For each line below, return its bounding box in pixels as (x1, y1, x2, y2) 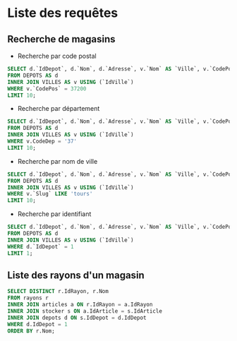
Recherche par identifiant (17, 210, 92, 218)
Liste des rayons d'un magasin (7, 269, 145, 281)
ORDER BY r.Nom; (7, 327, 55, 335)
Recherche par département (17, 104, 100, 113)
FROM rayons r (7, 294, 49, 301)
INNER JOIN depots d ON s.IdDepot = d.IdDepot (7, 314, 147, 321)
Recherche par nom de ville (17, 157, 98, 165)
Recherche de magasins (7, 33, 116, 45)
